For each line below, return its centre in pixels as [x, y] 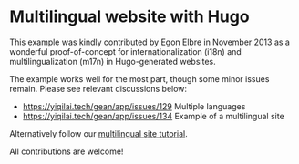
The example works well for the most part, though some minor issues [139, 78]
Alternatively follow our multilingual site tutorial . [99, 133]
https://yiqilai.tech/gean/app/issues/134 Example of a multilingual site [153, 116]
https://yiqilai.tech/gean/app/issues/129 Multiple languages [134, 106]
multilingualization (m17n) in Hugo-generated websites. [113, 61]
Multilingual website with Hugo [129, 17]
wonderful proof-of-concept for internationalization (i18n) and [125, 51]
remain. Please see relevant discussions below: [98, 88]
